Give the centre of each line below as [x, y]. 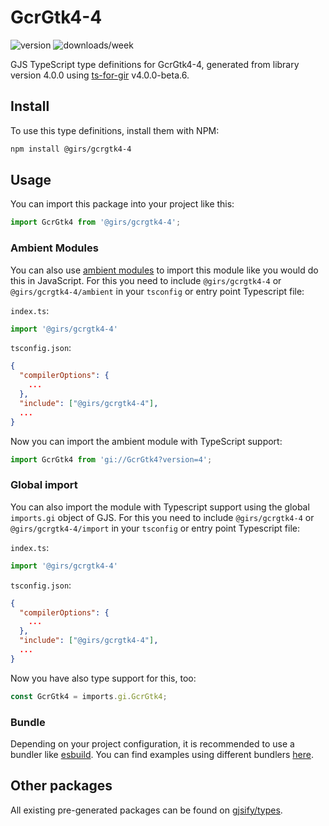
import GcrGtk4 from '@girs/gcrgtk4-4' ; [96, 222]
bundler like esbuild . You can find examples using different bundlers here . [162, 754]
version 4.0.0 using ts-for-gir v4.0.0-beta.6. [100, 75]
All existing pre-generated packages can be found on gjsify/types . [146, 810]
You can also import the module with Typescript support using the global [160, 507]
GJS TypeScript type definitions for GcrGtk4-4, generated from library [155, 64]
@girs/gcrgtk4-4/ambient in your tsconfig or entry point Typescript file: [157, 291]
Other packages [61, 786]
